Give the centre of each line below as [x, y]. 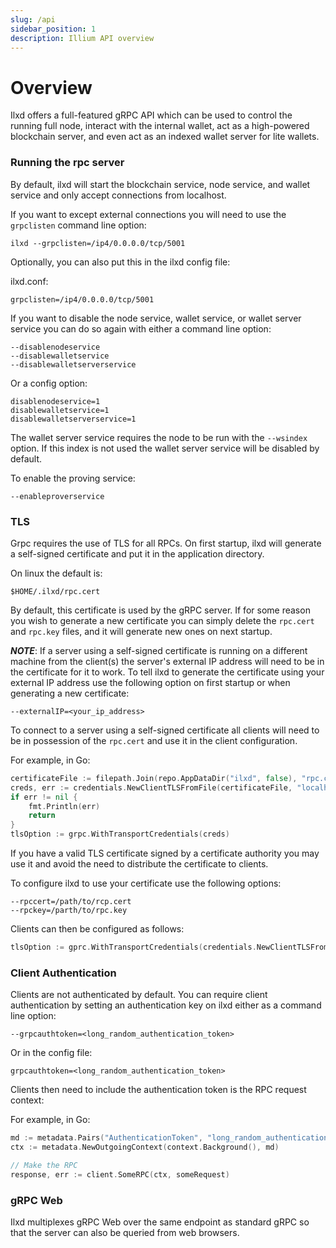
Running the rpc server [67, 163]
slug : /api [33, 19]
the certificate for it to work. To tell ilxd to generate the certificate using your [167, 672]
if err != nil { [44, 797]
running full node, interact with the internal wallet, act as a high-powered [160, 126]
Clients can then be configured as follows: [97, 929]
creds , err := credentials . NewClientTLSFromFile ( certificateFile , [151, 787]
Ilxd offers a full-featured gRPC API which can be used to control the [151, 115]
